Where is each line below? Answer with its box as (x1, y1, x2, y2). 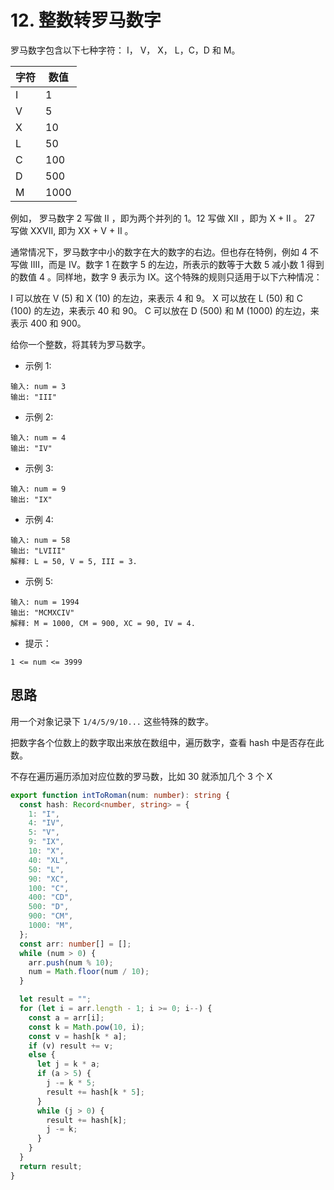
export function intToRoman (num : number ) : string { (10, 790, 230, 800)
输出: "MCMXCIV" (10, 607, 75, 618)
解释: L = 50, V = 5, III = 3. (10, 556, 138, 566)
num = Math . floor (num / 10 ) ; (28, 967, 150, 977)
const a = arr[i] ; (28, 1012, 105, 1023)
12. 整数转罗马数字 (10, 9, 162, 32)
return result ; (19, 1161, 83, 1171)
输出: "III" (10, 392, 57, 402)
